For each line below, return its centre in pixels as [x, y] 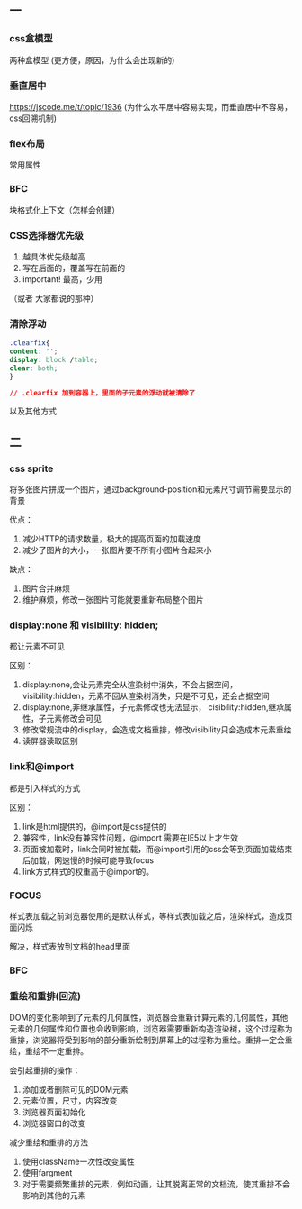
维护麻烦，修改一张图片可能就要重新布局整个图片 [113, 600]
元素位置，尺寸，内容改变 [70, 1101]
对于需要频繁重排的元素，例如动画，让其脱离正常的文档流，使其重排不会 [156, 1184]
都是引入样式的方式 [45, 788]
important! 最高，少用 [62, 279]
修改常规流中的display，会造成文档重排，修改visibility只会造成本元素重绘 [157, 730]
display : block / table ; [54, 359]
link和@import [42, 767]
